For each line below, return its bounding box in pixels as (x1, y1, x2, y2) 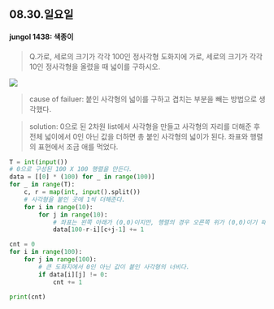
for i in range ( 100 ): (9, 248, 83, 256)
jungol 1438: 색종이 (9, 32, 74, 41)
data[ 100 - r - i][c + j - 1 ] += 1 (52, 225, 145, 234)
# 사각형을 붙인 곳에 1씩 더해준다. (24, 195, 126, 204)
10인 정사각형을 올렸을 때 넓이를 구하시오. (28, 62, 161, 71)
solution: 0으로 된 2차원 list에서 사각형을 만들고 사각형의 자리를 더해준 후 (28, 121, 261, 131)
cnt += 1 (52, 278, 83, 286)
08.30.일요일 (9, 7, 74, 22)
